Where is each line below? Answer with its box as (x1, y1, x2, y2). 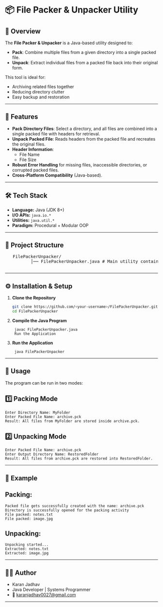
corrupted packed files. (12, 167, 59, 173)
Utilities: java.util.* (12, 217, 55, 223)
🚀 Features (5, 113, 38, 121)
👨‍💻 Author (5, 569, 37, 577)
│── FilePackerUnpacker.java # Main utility (31, 259, 138, 264)
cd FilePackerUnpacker (12, 309, 58, 314)
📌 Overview (5, 27, 41, 35)
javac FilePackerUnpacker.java (14, 327, 78, 332)
